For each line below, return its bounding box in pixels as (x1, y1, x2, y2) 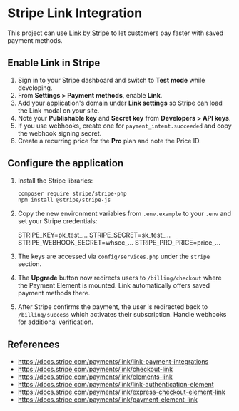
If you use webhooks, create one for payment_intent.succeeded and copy (17, 121, 232, 130)
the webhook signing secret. (17, 128, 102, 137)
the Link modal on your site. (17, 106, 100, 115)
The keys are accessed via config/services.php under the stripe (17, 252, 210, 261)
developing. (17, 83, 53, 92)
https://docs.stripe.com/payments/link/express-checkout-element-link (17, 387, 226, 397)
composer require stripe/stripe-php (17, 190, 127, 197)
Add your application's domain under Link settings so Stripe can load (17, 98, 223, 107)
